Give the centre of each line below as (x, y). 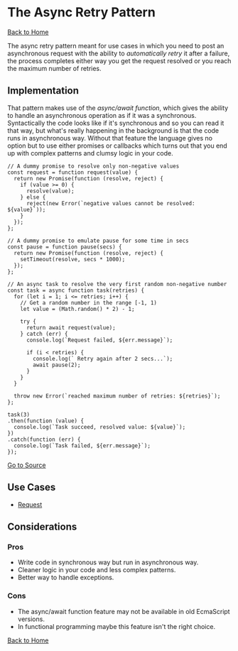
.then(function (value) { (45, 421)
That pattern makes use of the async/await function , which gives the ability (118, 108)
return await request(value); (71, 327)
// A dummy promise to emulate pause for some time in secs (98, 241)
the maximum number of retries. (54, 68)
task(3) (19, 415)
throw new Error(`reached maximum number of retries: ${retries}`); (117, 396)
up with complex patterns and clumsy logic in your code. (91, 153)
